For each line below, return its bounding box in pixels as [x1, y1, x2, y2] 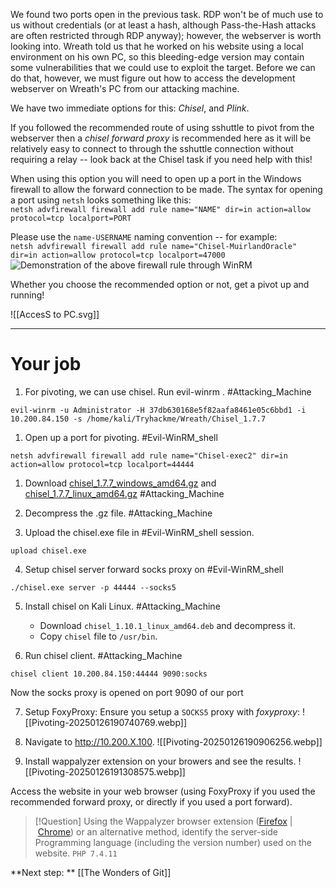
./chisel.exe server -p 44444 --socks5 [10, 582, 177, 593]
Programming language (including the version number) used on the [34, 836, 312, 848]
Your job [10, 353, 82, 376]
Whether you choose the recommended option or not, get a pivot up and [10, 279, 310, 290]
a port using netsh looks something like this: [10, 194, 192, 206]
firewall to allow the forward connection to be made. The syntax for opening [10, 184, 323, 195]
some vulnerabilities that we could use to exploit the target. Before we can [10, 62, 316, 73]
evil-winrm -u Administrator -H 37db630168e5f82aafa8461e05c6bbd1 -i [10, 405, 307, 415]
